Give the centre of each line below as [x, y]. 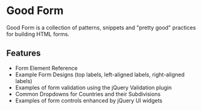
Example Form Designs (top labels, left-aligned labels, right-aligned [100, 75]
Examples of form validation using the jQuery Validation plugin [93, 87]
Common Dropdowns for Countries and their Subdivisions [88, 94]
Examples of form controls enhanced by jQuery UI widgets [89, 100]
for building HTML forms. [38, 34]
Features [23, 53]
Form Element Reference [46, 68]
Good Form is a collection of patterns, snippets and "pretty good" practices [101, 28]
